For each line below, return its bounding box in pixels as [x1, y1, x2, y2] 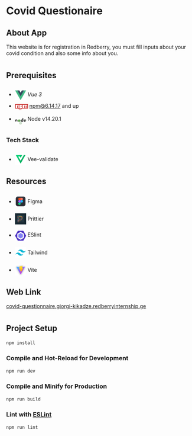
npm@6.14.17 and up [29, 102, 79, 109]
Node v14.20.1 [27, 115, 62, 122]
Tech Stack [6, 136, 40, 145]
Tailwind [27, 249, 48, 256]
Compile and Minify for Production [6, 382, 108, 390]
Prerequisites [6, 70, 57, 81]
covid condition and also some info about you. [6, 50, 119, 57]
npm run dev [6, 368, 35, 374]
